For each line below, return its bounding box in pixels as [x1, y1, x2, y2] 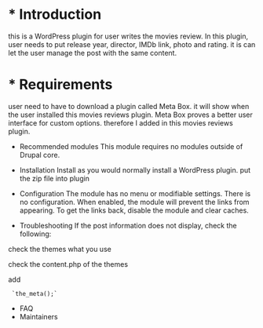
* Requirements [8, 76, 113, 93]
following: [19, 229, 52, 239]
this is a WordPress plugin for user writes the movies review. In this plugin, [8, 31, 249, 41]
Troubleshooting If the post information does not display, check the [19, 220, 237, 230]
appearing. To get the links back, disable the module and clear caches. [19, 206, 249, 215]
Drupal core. [19, 150, 60, 159]
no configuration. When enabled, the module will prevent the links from [19, 197, 250, 206]
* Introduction [8, 5, 102, 24]
